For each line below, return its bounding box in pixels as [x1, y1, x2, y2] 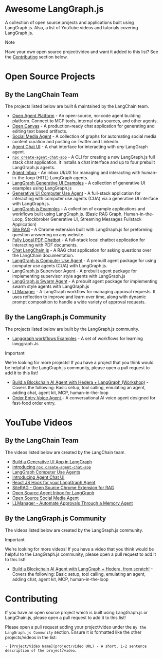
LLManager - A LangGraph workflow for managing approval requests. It [12, 288, 156, 294]
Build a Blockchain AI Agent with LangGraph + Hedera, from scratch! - [12, 566, 153, 572]
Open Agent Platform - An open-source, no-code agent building [12, 113, 141, 118]
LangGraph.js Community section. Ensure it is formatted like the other [5, 629, 142, 635]
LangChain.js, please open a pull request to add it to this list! [5, 615, 126, 620]
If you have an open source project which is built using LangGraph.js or [5, 609, 148, 615]
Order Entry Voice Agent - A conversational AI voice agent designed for [12, 395, 156, 400]
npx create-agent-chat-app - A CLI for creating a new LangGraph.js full [12, 154, 155, 160]
